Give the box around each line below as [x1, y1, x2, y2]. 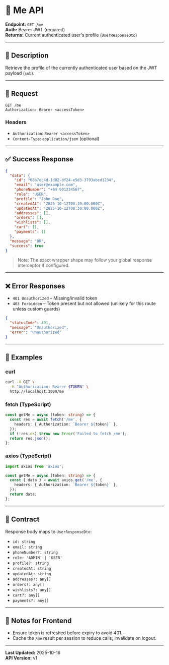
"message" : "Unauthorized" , [10, 325, 69, 330]
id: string [12, 539, 36, 544]
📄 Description [5, 51, 49, 60]
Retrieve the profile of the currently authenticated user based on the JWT [5, 65, 157, 71]
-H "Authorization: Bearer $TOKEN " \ [10, 384, 89, 390]
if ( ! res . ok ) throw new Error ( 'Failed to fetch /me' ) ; [10, 431, 127, 436]
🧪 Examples [5, 353, 43, 361]
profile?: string [12, 561, 49, 566]
